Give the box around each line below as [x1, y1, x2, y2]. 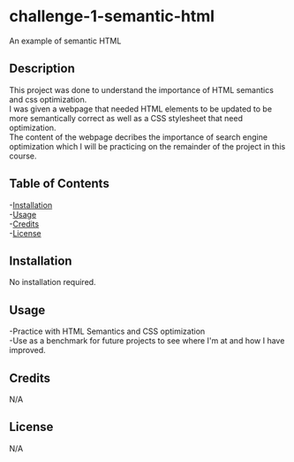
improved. [9, 345, 46, 356]
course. [9, 150, 37, 161]
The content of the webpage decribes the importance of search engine [9, 131, 268, 142]
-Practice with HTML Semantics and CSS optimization [9, 326, 206, 337]
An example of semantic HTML [9, 35, 122, 46]
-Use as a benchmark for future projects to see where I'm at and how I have [9, 335, 285, 346]
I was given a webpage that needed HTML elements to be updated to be [9, 104, 272, 114]
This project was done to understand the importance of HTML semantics [9, 84, 274, 95]
